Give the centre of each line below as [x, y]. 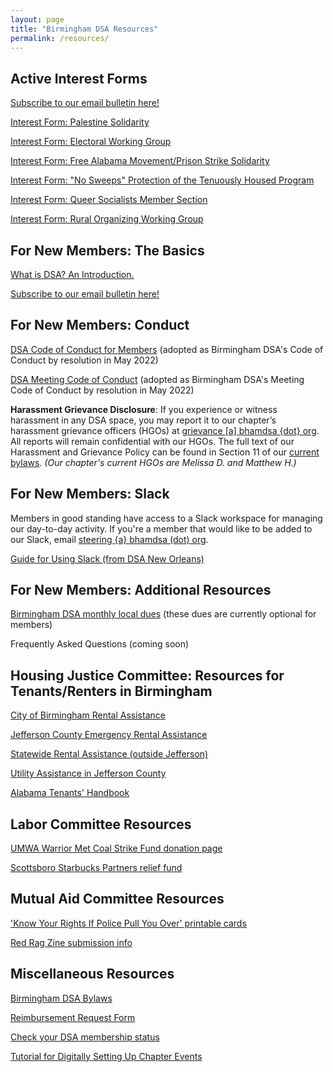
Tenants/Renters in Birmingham [111, 691]
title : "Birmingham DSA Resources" [84, 29]
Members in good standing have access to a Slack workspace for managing [166, 518]
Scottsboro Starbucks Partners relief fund [96, 868]
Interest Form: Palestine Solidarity [80, 122]
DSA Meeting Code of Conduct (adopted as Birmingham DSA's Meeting [157, 379]
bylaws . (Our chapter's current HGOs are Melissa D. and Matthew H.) [153, 462]
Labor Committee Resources [101, 824]
